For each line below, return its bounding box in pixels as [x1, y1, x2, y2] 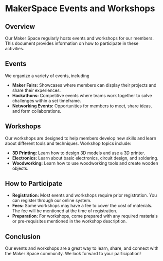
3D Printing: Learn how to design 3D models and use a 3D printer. [12, 150, 145, 156]
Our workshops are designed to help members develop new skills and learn [5, 135, 157, 141]
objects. [12, 165, 29, 171]
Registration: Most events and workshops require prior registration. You [12, 192, 157, 198]
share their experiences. [12, 87, 61, 93]
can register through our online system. [12, 198, 91, 203]
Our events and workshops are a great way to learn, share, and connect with [5, 245, 159, 251]
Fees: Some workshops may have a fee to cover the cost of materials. [12, 203, 153, 209]
